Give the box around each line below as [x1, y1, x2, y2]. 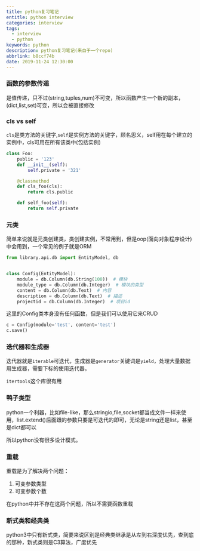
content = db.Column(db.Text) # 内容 [17, 287, 112, 293]
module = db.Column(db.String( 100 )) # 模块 [17, 276, 128, 282]
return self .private [27, 205, 79, 212]
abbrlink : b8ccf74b [6, 53, 55, 59]
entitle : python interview [6, 14, 73, 20]
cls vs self [6, 117, 36, 125]
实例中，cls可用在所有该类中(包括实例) [6, 138, 101, 146]
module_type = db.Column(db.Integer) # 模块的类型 [17, 282, 144, 288]
